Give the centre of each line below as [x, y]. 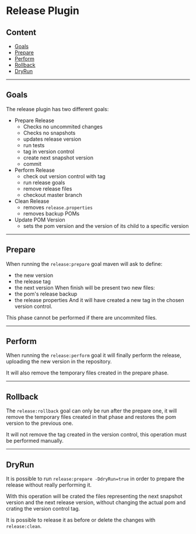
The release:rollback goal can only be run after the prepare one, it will [91, 411]
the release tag [33, 281]
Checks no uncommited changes [63, 126]
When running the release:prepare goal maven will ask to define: [84, 263]
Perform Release [35, 170]
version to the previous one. [40, 423]
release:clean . [24, 526]
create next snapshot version [58, 157]
